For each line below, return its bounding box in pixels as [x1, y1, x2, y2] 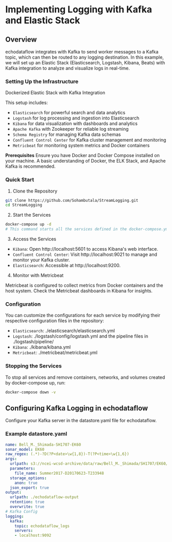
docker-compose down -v [5, 390, 56, 395]
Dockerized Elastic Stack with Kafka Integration [5, 90, 105, 96]
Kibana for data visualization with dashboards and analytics [12, 120, 138, 127]
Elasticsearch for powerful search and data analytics [12, 110, 125, 116]
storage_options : [10, 475, 47, 481]
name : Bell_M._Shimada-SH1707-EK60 [5, 442, 81, 447]
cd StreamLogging [5, 202, 42, 208]
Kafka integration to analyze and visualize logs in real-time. [5, 65, 130, 71]
